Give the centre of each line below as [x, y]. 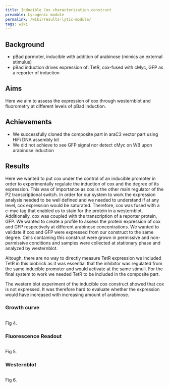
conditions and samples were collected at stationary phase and [95, 243]
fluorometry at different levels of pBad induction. [56, 106]
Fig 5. [11, 352]
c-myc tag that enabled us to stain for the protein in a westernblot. [74, 211]
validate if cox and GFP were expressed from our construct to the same [79, 232]
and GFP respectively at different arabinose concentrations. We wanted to [82, 227]
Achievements [29, 122]
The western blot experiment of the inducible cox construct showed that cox [85, 284]
